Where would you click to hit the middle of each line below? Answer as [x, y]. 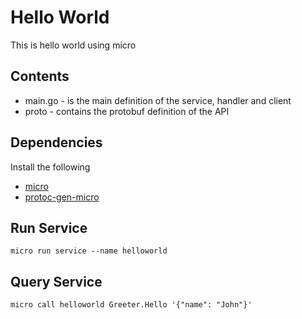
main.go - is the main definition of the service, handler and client [158, 100]
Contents [40, 76]
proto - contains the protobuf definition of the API [127, 111]
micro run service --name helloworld [89, 251]
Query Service [56, 281]
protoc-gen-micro [62, 197]
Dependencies [56, 142]
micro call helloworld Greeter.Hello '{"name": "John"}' [131, 305]
